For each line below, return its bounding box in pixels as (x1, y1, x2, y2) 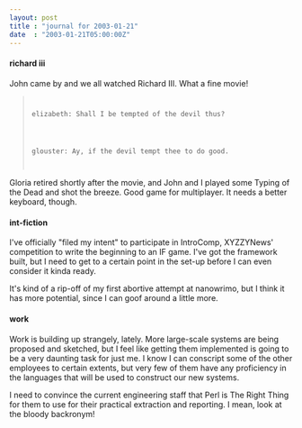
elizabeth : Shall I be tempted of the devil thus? (31, 110, 226, 119)
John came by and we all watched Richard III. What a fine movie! (9, 77, 249, 88)
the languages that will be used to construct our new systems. (9, 371, 240, 383)
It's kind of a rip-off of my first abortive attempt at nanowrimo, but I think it (9, 283, 285, 294)
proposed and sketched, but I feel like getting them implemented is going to (9, 343, 289, 354)
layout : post (9, 13, 58, 23)
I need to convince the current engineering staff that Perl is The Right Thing (9, 389, 289, 400)
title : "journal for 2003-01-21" (9, 22, 139, 31)
